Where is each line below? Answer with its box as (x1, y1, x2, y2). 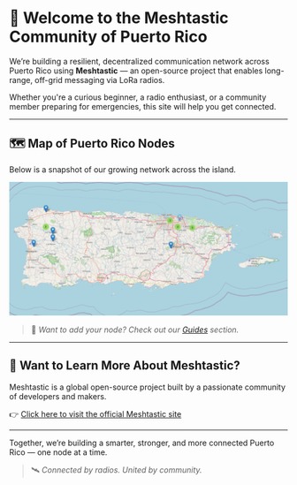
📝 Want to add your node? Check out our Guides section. (30, 324, 240, 335)
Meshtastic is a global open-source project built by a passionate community (9, 382, 286, 392)
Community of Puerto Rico (9, 27, 208, 47)
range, (9, 74, 34, 85)
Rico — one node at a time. (9, 446, 108, 458)
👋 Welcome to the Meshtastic (9, 8, 229, 28)
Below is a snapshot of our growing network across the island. (9, 163, 237, 175)
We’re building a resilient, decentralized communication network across (9, 56, 270, 66)
